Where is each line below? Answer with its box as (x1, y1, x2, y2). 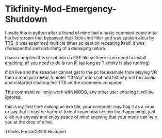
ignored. (5, 94, 22, 100)
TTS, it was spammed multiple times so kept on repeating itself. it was (5, 40, 145, 46)
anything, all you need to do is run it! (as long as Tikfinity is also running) (5, 60, 150, 66)
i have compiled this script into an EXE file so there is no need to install (5, 54, 146, 60)
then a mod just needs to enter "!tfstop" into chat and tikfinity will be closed (5, 74, 156, 80)
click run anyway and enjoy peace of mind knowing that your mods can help (5, 114, 158, 120)
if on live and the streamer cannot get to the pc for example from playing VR (5, 69, 157, 75)
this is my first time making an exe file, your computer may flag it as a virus (5, 103, 155, 109)
